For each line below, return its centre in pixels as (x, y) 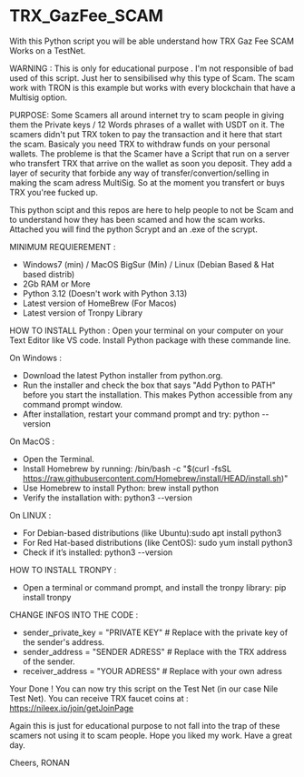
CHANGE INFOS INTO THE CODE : (74, 614)
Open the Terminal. (59, 459)
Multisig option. (39, 97)
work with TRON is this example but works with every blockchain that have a (152, 87)
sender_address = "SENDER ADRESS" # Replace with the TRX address (155, 651)
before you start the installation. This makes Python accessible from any (157, 394)
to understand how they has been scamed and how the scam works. (137, 219)
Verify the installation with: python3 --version (107, 498)
